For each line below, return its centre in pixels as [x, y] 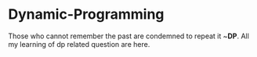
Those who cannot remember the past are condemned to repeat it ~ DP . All [128, 36]
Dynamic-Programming [86, 14]
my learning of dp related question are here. [79, 44]
